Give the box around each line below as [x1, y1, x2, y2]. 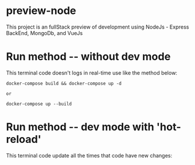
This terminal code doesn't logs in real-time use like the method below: [6, 69, 177, 76]
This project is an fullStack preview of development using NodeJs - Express [6, 23, 189, 30]
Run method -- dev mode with [6, 121, 155, 134]
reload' [6, 133, 42, 146]
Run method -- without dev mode [6, 50, 171, 64]
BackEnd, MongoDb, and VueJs [6, 29, 83, 36]
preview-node [6, 4, 77, 17]
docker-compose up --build [6, 101, 72, 107]
